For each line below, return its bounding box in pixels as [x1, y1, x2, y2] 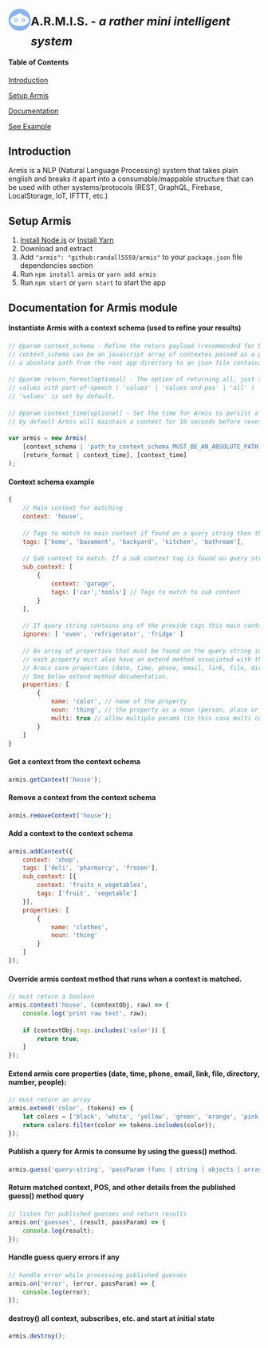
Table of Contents [8, 57, 69, 67]
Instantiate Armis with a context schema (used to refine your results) [8, 323, 242, 333]
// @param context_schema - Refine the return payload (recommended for [8, 341, 255, 350]
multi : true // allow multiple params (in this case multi [50, 714, 251, 722]
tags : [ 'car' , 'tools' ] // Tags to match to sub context [50, 588, 241, 596]
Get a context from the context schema [8, 756, 141, 766]
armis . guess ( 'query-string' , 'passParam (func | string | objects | [8, 1165, 241, 1173]
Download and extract [19, 244, 93, 254]
